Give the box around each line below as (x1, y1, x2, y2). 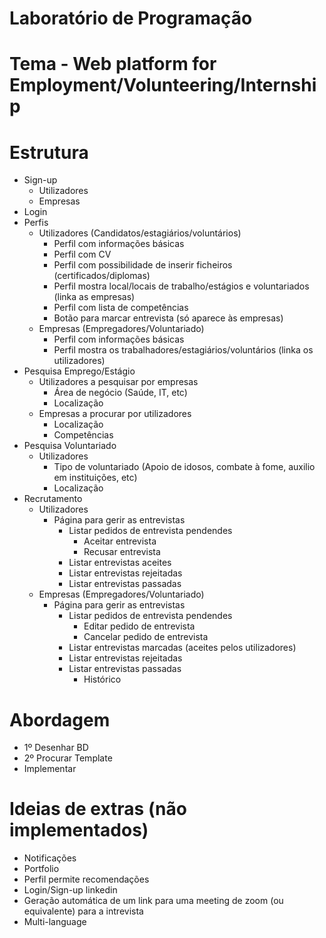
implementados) (9, 819, 149, 842)
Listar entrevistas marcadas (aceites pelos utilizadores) (68, 642, 297, 654)
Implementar (23, 763, 77, 775)
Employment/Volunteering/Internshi (9, 74, 317, 97)
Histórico (83, 673, 122, 686)
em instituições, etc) (53, 472, 138, 484)
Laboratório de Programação (9, 7, 253, 30)
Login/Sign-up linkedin (23, 884, 118, 896)
